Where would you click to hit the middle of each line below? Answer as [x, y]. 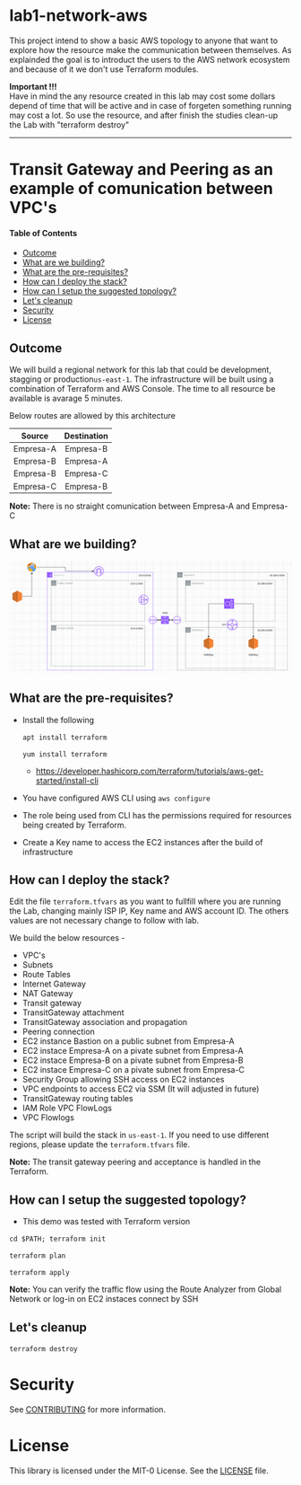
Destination [86, 436]
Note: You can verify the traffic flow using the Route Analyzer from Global [146, 1289]
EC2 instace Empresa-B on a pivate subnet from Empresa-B [133, 1060]
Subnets [38, 965]
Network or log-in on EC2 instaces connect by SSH [104, 1299]
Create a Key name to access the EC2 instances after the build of [142, 842]
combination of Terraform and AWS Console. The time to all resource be [142, 389]
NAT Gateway [47, 994]
